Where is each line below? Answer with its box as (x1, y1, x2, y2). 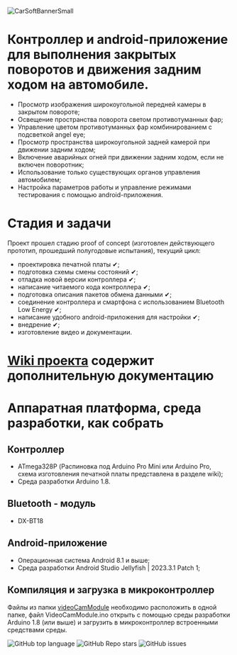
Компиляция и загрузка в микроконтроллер (7, 584, 215, 596)
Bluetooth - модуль (7, 498, 96, 510)
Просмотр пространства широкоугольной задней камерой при (17, 138, 211, 146)
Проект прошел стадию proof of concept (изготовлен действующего (7, 238, 215, 247)
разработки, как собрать (7, 415, 164, 432)
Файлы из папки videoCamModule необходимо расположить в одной (7, 603, 217, 611)
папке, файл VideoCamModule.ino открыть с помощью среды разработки (7, 610, 231, 619)
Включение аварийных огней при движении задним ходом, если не (17, 152, 224, 161)
